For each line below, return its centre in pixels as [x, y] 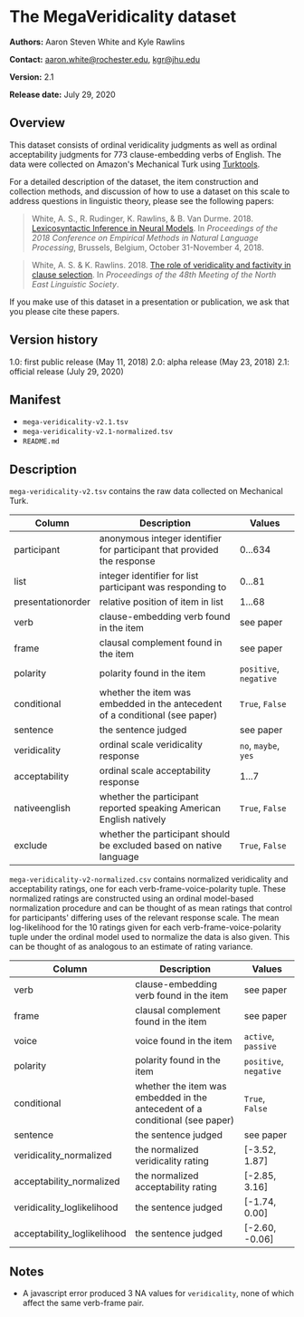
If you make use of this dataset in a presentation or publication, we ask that [149, 302]
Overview [38, 123]
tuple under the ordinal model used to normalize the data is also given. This [150, 937]
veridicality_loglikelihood [66, 1207]
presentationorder [52, 602]
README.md [41, 441]
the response [127, 561]
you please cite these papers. [65, 311]
